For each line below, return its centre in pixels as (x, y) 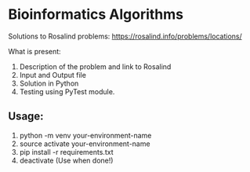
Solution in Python (49, 83)
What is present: (34, 51)
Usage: (26, 117)
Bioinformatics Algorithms (96, 15)
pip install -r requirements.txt (66, 152)
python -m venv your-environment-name (85, 135)
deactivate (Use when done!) (66, 160)
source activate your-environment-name (85, 144)
